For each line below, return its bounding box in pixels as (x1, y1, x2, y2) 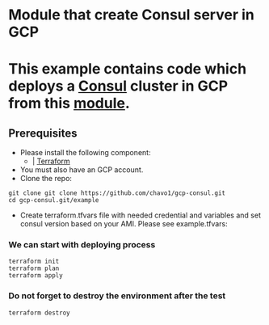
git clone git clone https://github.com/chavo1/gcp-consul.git (8, 189, 226, 197)
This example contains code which (8, 60, 247, 78)
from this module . (8, 95, 131, 112)
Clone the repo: (19, 174, 73, 184)
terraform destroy (8, 309, 70, 317)
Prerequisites (8, 126, 78, 140)
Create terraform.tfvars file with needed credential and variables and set (19, 210, 261, 220)
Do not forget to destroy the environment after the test (8, 290, 226, 302)
